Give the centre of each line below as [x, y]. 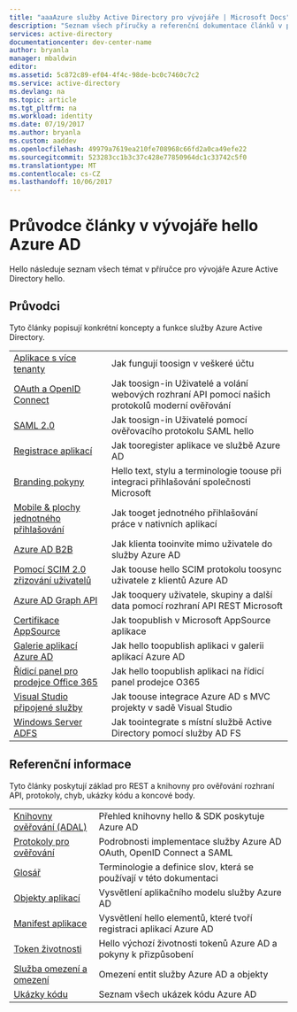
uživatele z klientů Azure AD [170, 580]
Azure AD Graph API [56, 600]
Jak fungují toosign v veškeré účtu [183, 363]
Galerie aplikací [46, 645]
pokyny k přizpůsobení [146, 954]
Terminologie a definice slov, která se [176, 867]
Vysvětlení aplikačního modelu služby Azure [190, 892]
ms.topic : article [43, 100]
